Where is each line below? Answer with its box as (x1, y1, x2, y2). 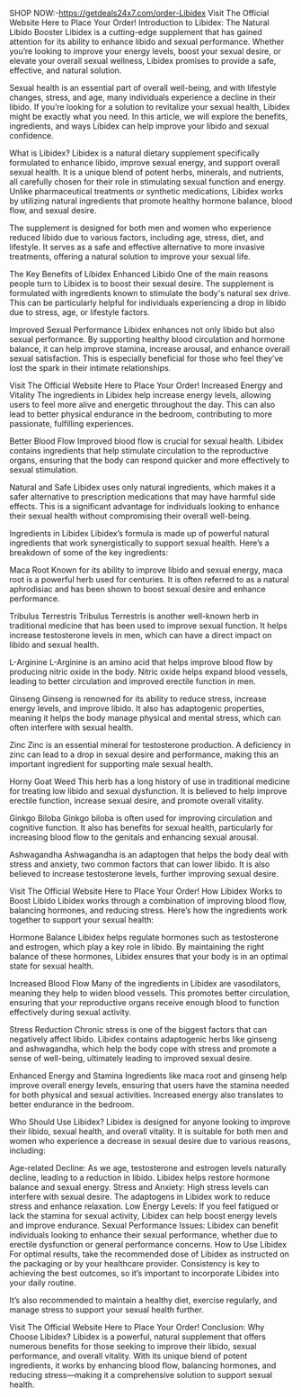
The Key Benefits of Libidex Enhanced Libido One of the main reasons (9, 269, 269, 279)
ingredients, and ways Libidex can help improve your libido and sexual (9, 121, 270, 131)
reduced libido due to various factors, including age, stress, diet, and (9, 232, 264, 242)
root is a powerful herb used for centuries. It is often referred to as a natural (9, 574, 289, 584)
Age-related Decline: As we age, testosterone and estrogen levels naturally (9, 1163, 288, 1173)
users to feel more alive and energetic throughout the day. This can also (9, 400, 276, 410)
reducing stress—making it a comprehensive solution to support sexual (9, 1370, 272, 1380)
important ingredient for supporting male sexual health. (9, 759, 214, 769)
